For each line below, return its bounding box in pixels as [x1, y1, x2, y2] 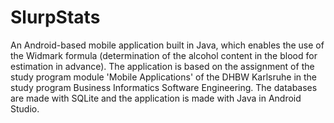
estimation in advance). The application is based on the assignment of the [10, 60, 315, 72]
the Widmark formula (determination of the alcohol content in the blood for [10, 49, 318, 61]
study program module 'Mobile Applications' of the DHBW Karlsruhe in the [10, 71, 318, 83]
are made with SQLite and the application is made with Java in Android [10, 92, 302, 104]
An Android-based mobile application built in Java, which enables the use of [10, 39, 325, 51]
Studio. [10, 102, 40, 115]
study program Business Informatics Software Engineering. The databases [10, 81, 318, 93]
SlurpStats [10, 6, 101, 29]
